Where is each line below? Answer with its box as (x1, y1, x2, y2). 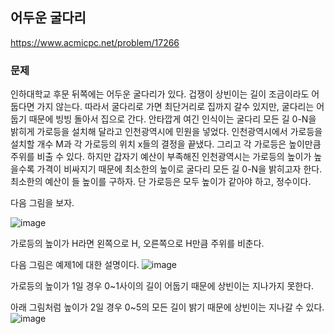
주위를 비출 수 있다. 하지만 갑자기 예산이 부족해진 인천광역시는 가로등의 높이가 (10, 151, 312, 163)
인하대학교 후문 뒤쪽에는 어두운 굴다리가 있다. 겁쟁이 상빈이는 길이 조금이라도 (10, 88, 310, 100)
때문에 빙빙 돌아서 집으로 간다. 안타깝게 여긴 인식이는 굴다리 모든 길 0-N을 (28, 113, 317, 125)
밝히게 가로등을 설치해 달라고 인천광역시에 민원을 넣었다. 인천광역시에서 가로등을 (10, 126, 323, 138)
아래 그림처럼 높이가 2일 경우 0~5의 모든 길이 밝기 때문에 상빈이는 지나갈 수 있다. (10, 301, 325, 313)
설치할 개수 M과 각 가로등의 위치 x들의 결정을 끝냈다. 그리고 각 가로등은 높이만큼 (10, 138, 322, 150)
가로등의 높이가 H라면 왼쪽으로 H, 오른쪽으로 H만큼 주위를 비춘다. (10, 238, 265, 250)
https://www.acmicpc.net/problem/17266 (10, 36, 180, 48)
